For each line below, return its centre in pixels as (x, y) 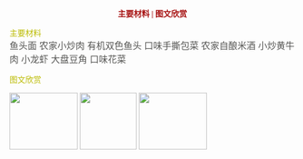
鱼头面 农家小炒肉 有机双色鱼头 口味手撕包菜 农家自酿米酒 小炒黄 (147, 45)
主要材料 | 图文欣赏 (152, 14)
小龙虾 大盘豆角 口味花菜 (74, 59)
